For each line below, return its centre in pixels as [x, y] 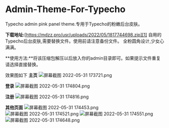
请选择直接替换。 [23, 64]
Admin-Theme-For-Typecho [65, 9]
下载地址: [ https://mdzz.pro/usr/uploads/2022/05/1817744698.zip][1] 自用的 [83, 34]
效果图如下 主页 [21, 75]
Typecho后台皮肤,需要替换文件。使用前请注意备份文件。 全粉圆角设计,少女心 [85, 41]
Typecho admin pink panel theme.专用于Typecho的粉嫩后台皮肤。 [74, 24]
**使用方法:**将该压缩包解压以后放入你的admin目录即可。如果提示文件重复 [83, 58]
